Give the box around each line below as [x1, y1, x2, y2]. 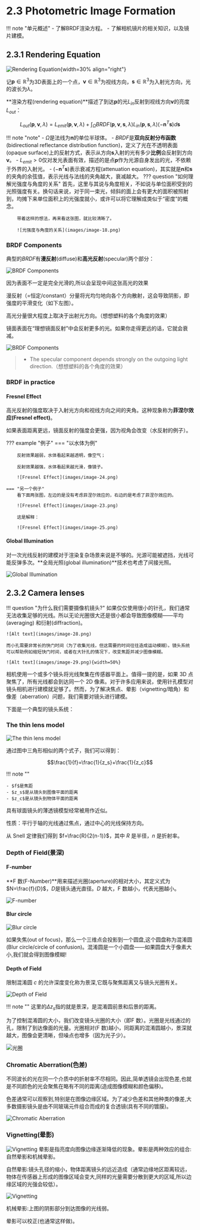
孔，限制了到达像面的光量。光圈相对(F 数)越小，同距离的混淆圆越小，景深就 [6, 1024, 192, 1031]
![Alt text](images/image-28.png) [6, 631, 92, 637]
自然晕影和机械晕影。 [6, 1153, 58, 1160]
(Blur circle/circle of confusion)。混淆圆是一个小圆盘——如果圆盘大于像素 [6, 943, 187, 951]
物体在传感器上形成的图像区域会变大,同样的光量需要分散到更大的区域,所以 [6, 1173, 187, 1180]
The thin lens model [6, 721, 65, 729]
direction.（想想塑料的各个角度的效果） [29, 363, 126, 370]
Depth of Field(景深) [6, 848, 64, 857]
